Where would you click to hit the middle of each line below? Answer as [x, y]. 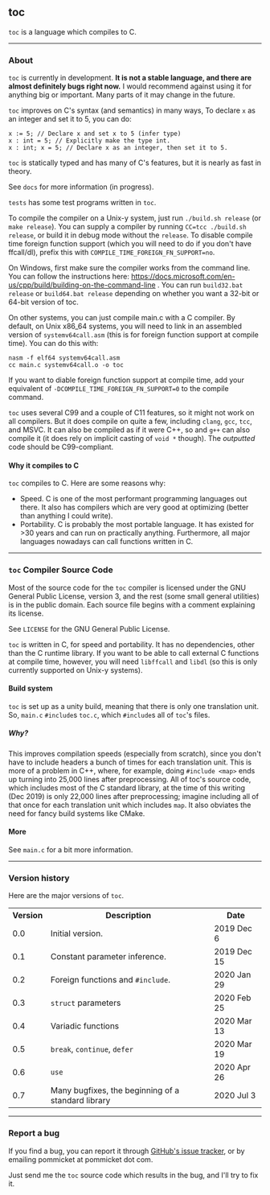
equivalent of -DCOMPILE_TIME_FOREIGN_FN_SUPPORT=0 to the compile [119, 389]
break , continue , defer [92, 1049]
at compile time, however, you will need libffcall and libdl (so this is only [133, 661]
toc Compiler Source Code [61, 570]
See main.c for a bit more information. [71, 849]
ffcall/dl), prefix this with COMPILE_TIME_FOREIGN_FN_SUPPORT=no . [112, 253]
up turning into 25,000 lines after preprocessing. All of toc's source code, [130, 779]
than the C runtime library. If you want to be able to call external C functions [134, 653]
